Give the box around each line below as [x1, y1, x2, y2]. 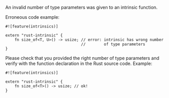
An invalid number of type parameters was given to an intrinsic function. [5, 5, 158, 10]
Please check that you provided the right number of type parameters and [5, 55, 160, 61]
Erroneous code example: [5, 14, 60, 20]
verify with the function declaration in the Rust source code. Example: [5, 60, 153, 67]
